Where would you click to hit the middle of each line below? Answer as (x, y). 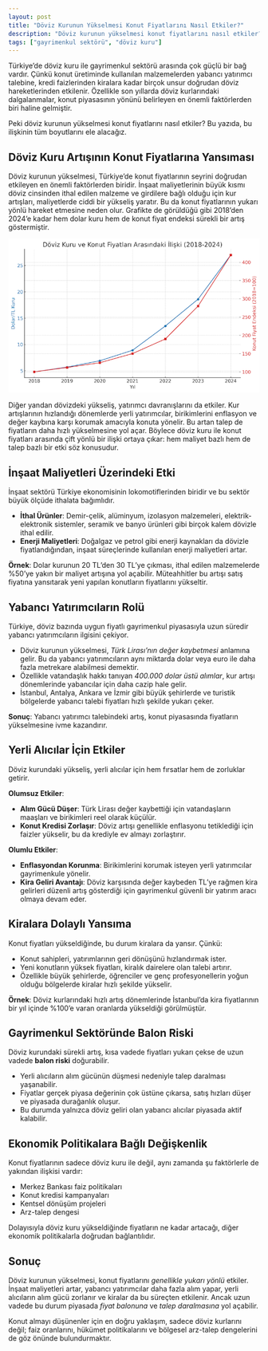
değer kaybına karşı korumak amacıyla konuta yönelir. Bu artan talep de (126, 422)
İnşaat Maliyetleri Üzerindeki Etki (92, 473)
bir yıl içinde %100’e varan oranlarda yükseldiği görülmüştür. (107, 1008)
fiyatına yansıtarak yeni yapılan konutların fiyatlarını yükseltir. (108, 582)
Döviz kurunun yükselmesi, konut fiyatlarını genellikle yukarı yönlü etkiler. (128, 1281)
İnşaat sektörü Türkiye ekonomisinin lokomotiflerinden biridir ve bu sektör (129, 492)
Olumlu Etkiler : (33, 849)
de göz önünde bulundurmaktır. (60, 1338)
